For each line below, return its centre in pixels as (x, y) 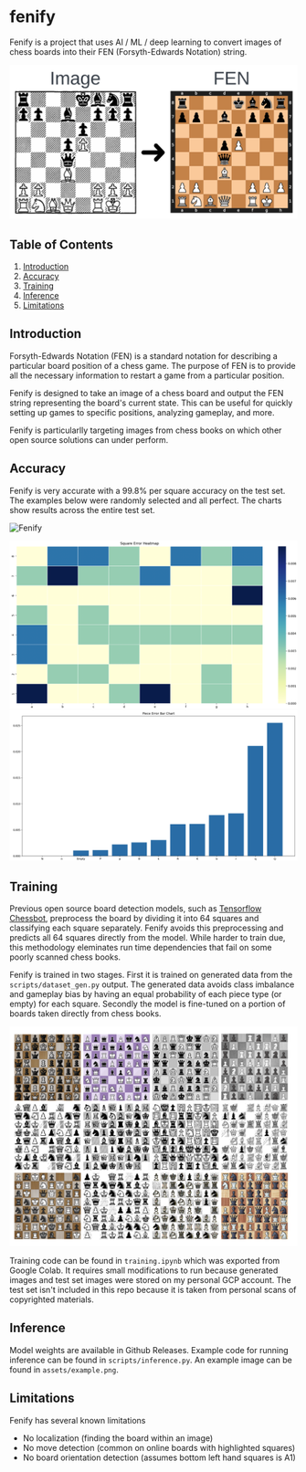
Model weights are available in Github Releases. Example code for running (149, 1350)
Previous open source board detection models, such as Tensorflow (136, 909)
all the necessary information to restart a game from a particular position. (147, 375)
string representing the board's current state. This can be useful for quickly (151, 403)
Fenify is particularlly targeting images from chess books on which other (146, 430)
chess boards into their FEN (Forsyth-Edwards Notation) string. (128, 51)
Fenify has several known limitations (78, 1420)
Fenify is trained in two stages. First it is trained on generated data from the (151, 975)
